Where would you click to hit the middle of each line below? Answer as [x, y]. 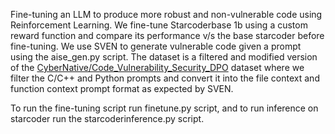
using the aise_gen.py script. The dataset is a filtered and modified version [164, 57]
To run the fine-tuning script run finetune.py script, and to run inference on [164, 108]
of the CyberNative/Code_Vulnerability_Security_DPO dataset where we [157, 67]
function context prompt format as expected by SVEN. [122, 88]
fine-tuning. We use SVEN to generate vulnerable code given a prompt [156, 46]
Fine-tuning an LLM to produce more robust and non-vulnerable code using [166, 14]
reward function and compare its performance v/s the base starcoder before [167, 35]
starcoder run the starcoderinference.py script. [107, 118]
